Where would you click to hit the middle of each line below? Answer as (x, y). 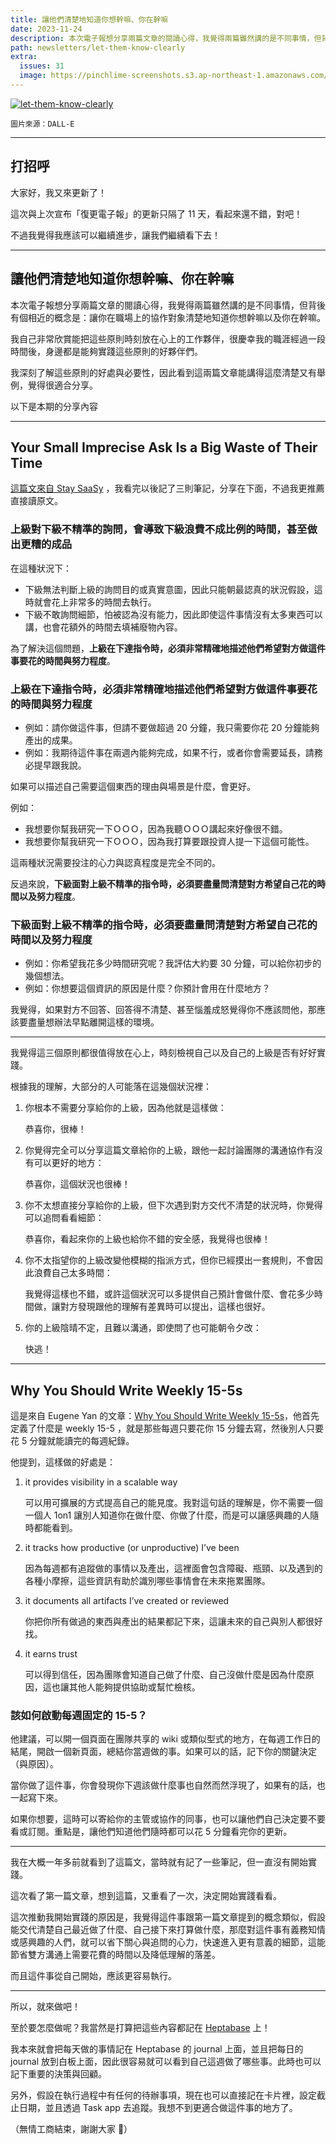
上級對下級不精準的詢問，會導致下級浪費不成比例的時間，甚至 (159, 529)
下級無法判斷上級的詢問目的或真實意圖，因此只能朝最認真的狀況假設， (169, 589)
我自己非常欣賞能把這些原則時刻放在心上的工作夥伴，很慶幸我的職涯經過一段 (168, 338)
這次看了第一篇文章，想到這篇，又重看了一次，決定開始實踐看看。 (146, 1896)
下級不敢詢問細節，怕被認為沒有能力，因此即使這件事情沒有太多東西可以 (173, 614)
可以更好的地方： (69, 1163)
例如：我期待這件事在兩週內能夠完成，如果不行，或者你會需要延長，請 (169, 752)
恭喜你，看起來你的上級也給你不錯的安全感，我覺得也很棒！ (147, 1239)
